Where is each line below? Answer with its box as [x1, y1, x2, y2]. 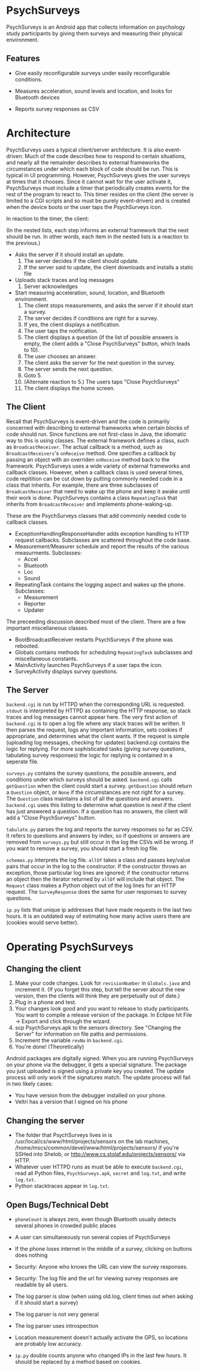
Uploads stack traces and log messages [14, 276, 114, 283]
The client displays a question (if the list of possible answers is [23, 333, 178, 341]
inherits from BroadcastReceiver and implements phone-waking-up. [6, 501, 173, 508]
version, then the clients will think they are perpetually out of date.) [14, 992, 180, 1000]
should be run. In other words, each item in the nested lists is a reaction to [6, 233, 189, 240]
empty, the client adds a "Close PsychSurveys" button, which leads [23, 339, 190, 347]
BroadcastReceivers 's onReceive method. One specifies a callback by [6, 450, 176, 457]
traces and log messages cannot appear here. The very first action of [6, 714, 178, 721]
